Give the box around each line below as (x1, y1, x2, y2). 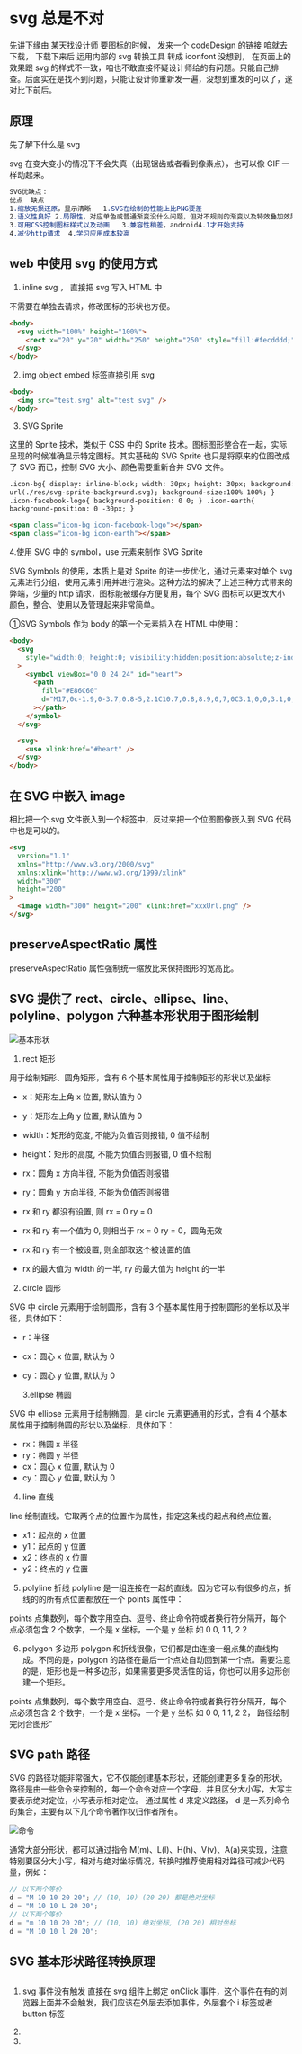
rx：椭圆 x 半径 (22, 1438, 79, 1449)
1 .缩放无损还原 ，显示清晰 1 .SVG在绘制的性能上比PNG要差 (9, 204, 202, 213)
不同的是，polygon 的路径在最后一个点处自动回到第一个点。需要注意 (38, 1654, 292, 1665)
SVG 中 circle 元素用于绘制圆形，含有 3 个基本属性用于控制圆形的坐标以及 (9, 1301, 282, 1312)
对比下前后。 (9, 84, 57, 95)
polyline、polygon (9, 1009, 115, 1024)
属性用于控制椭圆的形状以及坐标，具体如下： (9, 1419, 175, 1430)
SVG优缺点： (9, 187, 49, 196)
